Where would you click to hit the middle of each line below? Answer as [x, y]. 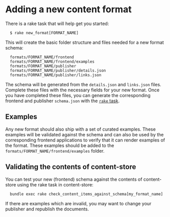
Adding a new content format [68, 9]
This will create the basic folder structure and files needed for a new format [85, 42]
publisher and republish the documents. [47, 209]
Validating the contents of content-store [71, 167]
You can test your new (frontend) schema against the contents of [74, 179]
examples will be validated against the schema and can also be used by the [84, 134]
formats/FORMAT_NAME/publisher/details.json [58, 70]
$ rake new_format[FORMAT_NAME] [44, 33]
